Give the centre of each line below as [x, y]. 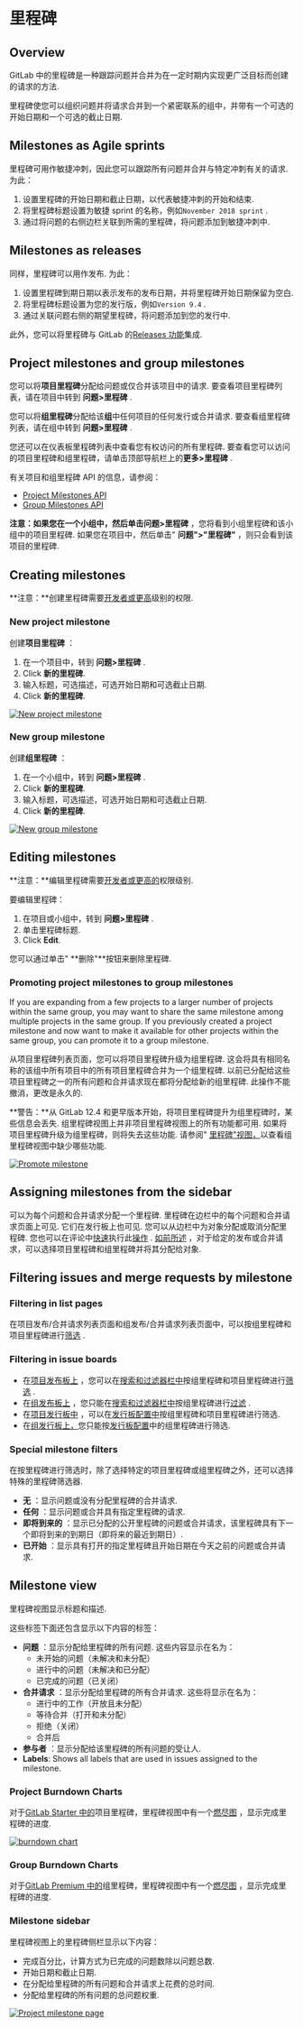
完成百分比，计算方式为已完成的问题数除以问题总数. [118, 1961]
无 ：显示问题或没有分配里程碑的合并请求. [100, 1501]
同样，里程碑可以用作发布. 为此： [71, 273]
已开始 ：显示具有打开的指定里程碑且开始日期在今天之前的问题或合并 [150, 1546]
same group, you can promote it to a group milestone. [109, 1040]
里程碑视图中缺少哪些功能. [58, 1146]
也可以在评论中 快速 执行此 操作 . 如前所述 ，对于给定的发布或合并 [156, 1238]
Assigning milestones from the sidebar [121, 1192]
